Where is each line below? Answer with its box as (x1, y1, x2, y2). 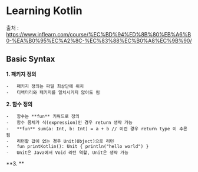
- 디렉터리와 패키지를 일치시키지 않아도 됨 (6, 89, 100, 95)
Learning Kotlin (6, 4, 82, 18)
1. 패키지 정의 (6, 70, 37, 77)
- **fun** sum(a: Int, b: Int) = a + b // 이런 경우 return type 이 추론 (6, 126, 187, 131)
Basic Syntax (6, 54, 55, 64)
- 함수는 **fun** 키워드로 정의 (6, 113, 80, 119)
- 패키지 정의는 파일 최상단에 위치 (6, 83, 84, 89)
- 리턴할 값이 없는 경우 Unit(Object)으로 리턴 (6, 138, 114, 144)
